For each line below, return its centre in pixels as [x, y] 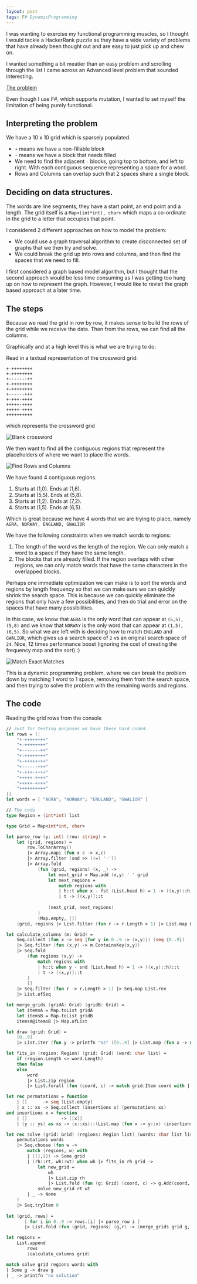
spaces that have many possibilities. [50, 608]
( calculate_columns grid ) [59, 1254]
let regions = [23, 1238]
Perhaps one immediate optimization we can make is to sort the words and [96, 583]
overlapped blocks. [38, 571]
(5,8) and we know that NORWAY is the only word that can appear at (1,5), [95, 625]
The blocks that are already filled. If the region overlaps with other [94, 559]
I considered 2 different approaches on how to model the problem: [86, 230]
